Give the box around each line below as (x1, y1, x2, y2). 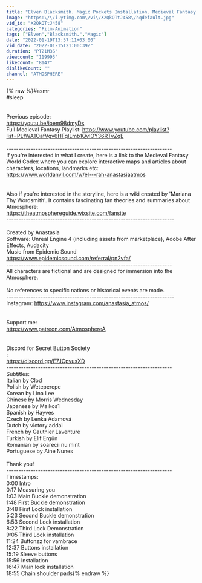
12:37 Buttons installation (6, 544, 69, 552)
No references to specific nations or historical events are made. (6, 287, 165, 294)
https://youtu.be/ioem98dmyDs (6, 119, 85, 127)
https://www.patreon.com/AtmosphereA (6, 325, 106, 333)
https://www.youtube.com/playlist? (82, 126, 169, 133)
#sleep (6, 94, 24, 101)
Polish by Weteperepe (6, 383, 62, 390)
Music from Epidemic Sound (6, 248, 77, 255)
